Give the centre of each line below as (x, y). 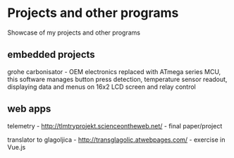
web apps (29, 109)
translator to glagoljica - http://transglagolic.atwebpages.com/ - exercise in (116, 140)
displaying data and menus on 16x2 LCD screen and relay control (101, 87)
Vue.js (17, 147)
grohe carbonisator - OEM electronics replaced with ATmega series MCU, (114, 71)
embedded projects (51, 55)
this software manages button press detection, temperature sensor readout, (117, 79)
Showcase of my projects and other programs (74, 32)
